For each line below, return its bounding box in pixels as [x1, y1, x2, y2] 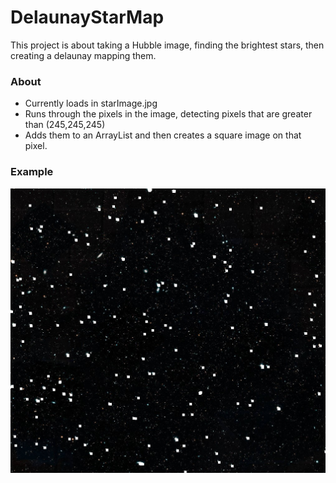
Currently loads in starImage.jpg [24, 97, 158, 110]
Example [10, 165, 54, 179]
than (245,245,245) [24, 119, 106, 131]
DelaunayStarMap [10, 6, 165, 29]
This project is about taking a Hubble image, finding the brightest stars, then [10, 39, 325, 51]
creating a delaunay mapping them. [10, 49, 157, 61]
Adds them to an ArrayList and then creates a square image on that [24, 129, 302, 141]
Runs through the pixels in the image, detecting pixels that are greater [24, 108, 313, 120]
